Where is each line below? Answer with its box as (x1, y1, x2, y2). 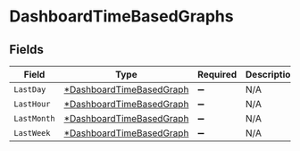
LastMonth (13, 113, 55, 123)
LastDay (13, 85, 46, 95)
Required (197, 69, 237, 80)
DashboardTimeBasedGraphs (9, 6, 234, 27)
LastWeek (13, 128, 51, 138)
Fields (9, 42, 45, 57)
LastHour (13, 99, 51, 109)
